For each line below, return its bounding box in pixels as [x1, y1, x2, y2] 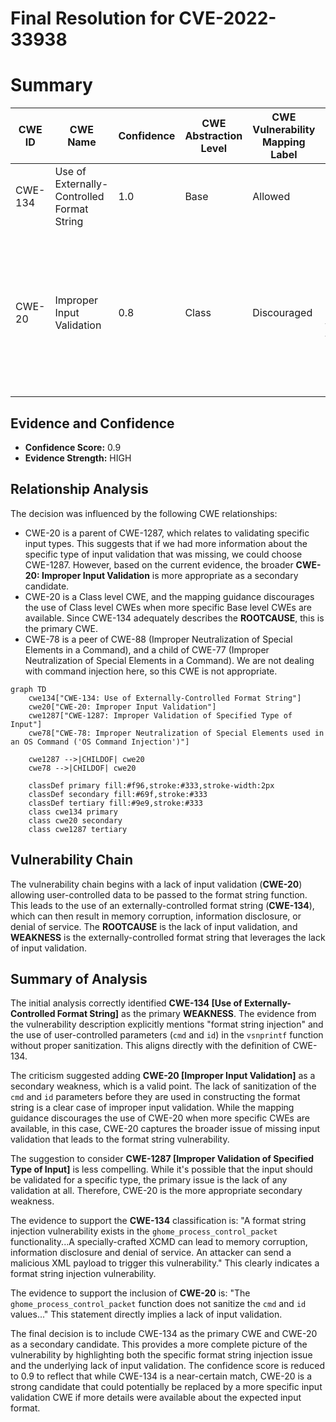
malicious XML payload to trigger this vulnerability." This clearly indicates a [10, 1257, 320, 1269]
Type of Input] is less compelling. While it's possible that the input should [10, 1163, 313, 1176]
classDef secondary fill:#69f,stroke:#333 [28, 789, 208, 799]
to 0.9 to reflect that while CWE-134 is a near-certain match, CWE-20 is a [10, 1370, 313, 1382]
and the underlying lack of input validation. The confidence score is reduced [10, 1360, 325, 1372]
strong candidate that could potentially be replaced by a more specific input [10, 1381, 323, 1393]
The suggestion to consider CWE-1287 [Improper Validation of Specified [10, 1153, 315, 1165]
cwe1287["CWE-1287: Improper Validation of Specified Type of [28, 710, 293, 721]
